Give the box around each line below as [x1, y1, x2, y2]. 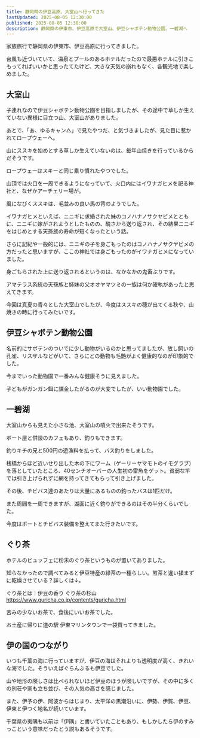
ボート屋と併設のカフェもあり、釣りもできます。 [6, 434, 126, 441]
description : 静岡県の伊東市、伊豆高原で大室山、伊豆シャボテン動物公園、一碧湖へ [6, 25, 188, 32]
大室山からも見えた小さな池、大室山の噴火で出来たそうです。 [6, 421, 158, 429]
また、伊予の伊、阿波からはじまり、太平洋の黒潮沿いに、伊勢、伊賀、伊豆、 [6, 698, 195, 705]
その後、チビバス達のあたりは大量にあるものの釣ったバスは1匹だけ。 [6, 487, 176, 494]
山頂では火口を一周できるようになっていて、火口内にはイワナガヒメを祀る [6, 180, 189, 187]
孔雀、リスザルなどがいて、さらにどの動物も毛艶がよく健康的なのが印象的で [6, 352, 194, 359]
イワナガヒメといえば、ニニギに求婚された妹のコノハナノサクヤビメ [6, 213, 174, 220]
